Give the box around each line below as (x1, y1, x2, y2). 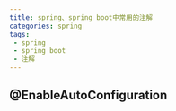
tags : (9, 30, 30, 38)
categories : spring (9, 21, 83, 30)
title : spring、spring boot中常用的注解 (9, 13, 154, 22)
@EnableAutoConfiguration (9, 88, 168, 103)
